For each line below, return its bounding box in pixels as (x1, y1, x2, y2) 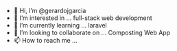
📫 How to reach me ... (13, 37, 78, 44)
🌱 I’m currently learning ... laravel (13, 21, 108, 29)
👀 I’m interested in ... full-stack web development (13, 14, 152, 22)
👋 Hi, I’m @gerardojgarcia (13, 7, 86, 14)
